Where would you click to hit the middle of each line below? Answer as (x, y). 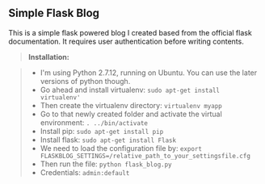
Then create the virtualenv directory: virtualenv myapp (131, 105)
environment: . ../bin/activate (94, 122)
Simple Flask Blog (54, 13)
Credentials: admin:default (85, 172)
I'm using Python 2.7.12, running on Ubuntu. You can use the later (149, 73)
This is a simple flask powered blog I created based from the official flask (130, 32)
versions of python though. (85, 81)
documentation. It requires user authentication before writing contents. (126, 41)
